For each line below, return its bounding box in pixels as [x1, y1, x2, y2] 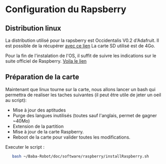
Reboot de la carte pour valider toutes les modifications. [12, 134, 131, 140]
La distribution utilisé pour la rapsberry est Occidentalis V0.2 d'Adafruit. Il [5, 37, 159, 43]
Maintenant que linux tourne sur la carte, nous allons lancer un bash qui [5, 86, 156, 92]
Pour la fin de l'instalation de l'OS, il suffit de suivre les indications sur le [5, 52, 157, 59]
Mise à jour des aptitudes [12, 107, 66, 113]
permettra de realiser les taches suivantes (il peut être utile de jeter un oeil [5, 92, 161, 98]
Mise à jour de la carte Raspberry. [12, 128, 84, 134]
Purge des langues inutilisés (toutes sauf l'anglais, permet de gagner [12, 112, 157, 118]
